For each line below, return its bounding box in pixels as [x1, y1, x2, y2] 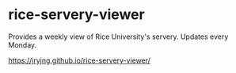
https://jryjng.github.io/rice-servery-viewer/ [8, 56, 150, 65]
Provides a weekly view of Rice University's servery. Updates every [8, 32, 229, 41]
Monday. [8, 40, 37, 49]
